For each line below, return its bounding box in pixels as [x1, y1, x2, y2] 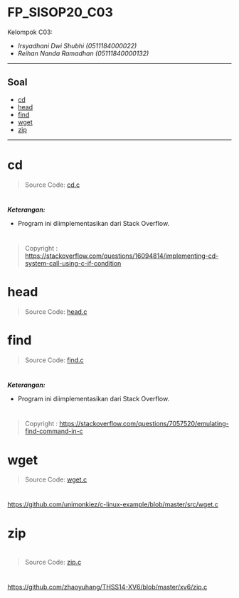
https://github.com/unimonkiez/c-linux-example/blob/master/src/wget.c [7, 500, 218, 509]
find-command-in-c [24, 427, 83, 435]
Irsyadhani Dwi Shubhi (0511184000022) [17, 41, 137, 50]
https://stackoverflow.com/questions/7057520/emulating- [59, 420, 229, 428]
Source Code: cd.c [24, 180, 80, 189]
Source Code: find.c [24, 356, 84, 364]
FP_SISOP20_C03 [7, 4, 114, 21]
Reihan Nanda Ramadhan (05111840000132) [17, 49, 149, 58]
